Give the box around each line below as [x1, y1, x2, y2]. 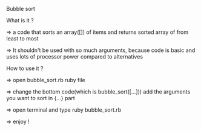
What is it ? [6, 17, 35, 24]
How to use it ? [6, 65, 44, 72]
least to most [6, 35, 39, 42]
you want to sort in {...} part [6, 95, 76, 101]
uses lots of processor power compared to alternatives [6, 53, 143, 60]
